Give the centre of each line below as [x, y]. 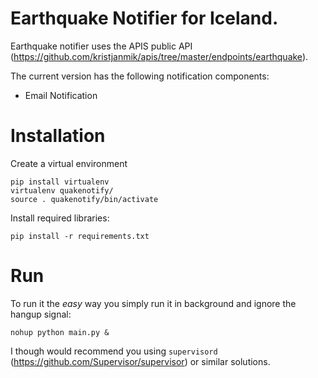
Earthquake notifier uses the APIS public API [101, 46]
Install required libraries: [60, 218]
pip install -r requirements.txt [80, 236]
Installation [58, 136]
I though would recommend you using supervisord [114, 351]
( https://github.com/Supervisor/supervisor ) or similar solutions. [140, 361]
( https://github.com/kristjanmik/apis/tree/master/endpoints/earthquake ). [159, 56]
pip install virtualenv [60, 182]
